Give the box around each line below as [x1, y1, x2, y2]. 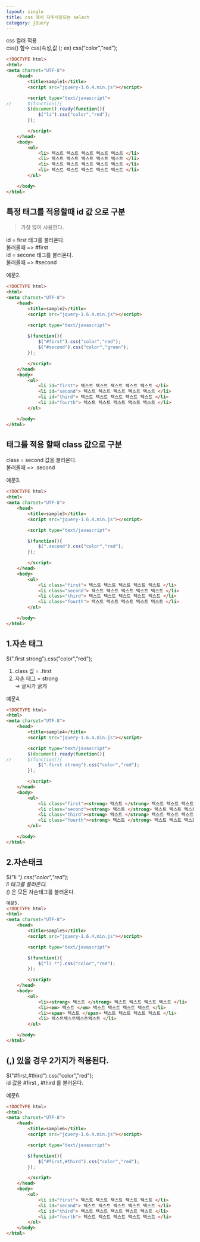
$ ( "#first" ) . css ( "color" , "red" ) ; [37, 339, 121, 345]
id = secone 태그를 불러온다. [6, 252, 73, 259]
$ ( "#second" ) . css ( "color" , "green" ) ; [37, 344, 129, 350]
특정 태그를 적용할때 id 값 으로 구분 [6, 207, 126, 217]
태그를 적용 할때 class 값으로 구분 [6, 439, 122, 449]
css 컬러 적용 [6, 37, 37, 44]
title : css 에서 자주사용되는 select [6, 14, 90, 20]
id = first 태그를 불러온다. [6, 237, 65, 244]
